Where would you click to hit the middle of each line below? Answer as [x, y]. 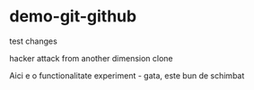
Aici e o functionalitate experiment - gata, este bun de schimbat [127, 75]
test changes [34, 41]
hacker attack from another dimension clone [91, 58]
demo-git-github [73, 16]
